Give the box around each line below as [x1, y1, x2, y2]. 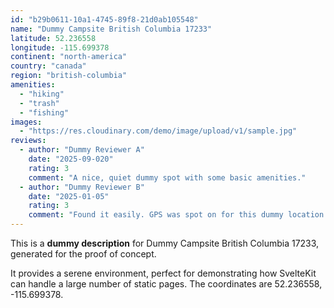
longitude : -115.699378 [10, 42, 110, 53]
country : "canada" [10, 61, 87, 71]
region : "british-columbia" [10, 71, 128, 81]
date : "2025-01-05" [28, 191, 110, 201]
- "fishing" [19, 107, 70, 118]
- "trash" [19, 98, 60, 108]
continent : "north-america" [10, 52, 128, 62]
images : [10, 117, 43, 127]
